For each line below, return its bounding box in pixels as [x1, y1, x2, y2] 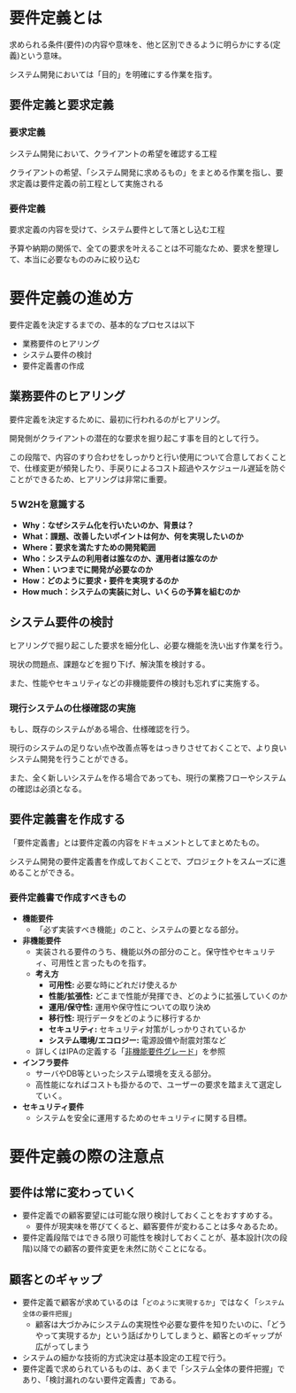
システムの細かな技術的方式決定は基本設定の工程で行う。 [21, 1352, 231, 1363]
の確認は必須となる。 [9, 783, 87, 794]
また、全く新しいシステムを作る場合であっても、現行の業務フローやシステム [9, 773, 287, 783]
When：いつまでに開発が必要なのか [21, 564, 154, 574]
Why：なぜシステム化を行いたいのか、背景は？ [21, 519, 194, 530]
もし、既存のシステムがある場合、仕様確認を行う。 [9, 724, 194, 735]
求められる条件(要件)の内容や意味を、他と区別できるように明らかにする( [9, 39, 274, 50]
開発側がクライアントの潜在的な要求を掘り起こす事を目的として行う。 [9, 432, 263, 443]
